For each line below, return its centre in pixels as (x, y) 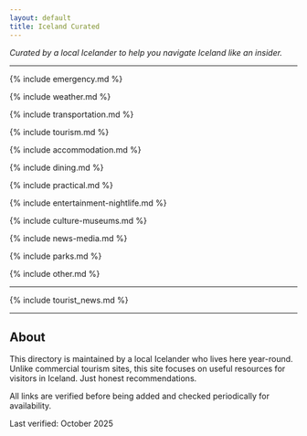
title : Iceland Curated (55, 27)
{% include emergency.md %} (66, 79)
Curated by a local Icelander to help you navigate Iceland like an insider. (146, 52)
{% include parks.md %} (56, 256)
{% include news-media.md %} (69, 238)
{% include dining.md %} (57, 167)
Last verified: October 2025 (62, 424)
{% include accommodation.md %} (75, 149)
